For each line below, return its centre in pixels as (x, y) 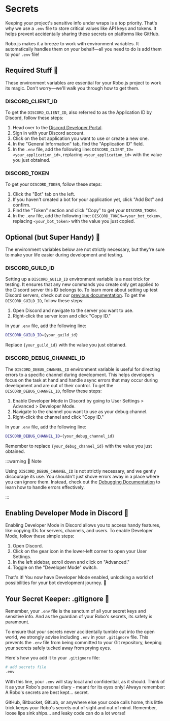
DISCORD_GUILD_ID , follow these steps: (44, 301)
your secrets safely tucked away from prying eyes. (58, 648)
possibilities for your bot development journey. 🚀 (56, 583)
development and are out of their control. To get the (59, 385)
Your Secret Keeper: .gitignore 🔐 (57, 599)
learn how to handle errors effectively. (45, 487)
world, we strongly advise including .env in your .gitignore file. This (77, 637)
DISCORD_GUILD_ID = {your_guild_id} (42, 335)
